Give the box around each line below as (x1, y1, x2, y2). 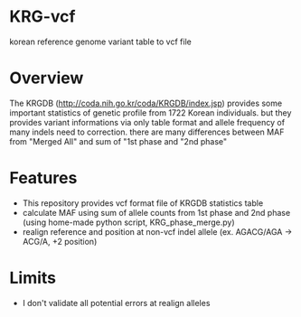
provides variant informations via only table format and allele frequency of (9, 117, 286, 127)
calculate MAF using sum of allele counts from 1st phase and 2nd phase (22, 207, 291, 218)
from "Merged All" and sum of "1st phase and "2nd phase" (9, 135, 228, 146)
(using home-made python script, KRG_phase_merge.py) (22, 217, 235, 228)
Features (9, 168, 78, 189)
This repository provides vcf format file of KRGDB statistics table (22, 197, 264, 209)
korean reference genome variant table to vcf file (9, 36, 192, 47)
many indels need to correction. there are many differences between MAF (9, 126, 285, 137)
